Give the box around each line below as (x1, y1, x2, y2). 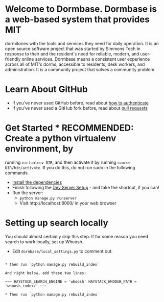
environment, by (5, 143, 73, 154)
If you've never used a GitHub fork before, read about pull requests (12, 105, 148, 111)
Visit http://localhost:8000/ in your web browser (19, 200, 117, 206)
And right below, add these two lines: (5, 271, 87, 276)
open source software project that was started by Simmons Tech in (5, 46, 141, 51)
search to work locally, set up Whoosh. (5, 239, 84, 245)
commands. (5, 170, 29, 176)
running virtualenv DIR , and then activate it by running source (5, 159, 131, 165)
